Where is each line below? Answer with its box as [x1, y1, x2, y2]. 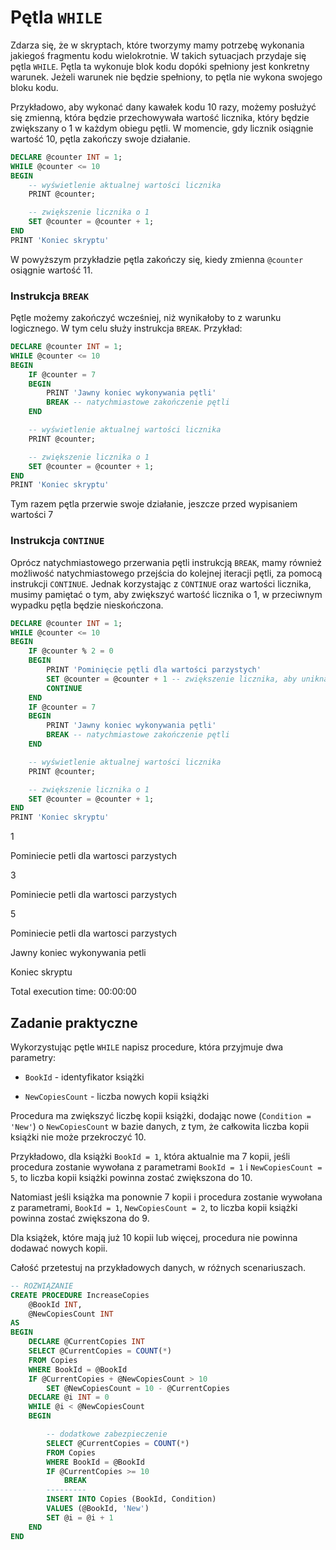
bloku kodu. [10, 81, 59, 93]
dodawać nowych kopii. [10, 1242, 108, 1254]
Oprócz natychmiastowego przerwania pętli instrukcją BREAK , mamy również [10, 556, 323, 568]
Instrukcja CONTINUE [10, 534, 105, 548]
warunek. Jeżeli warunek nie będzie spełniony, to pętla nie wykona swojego [10, 71, 323, 83]
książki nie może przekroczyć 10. [10, 1131, 147, 1143]
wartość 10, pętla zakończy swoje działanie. [10, 132, 191, 145]
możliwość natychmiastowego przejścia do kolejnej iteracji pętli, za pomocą [10, 567, 323, 579]
